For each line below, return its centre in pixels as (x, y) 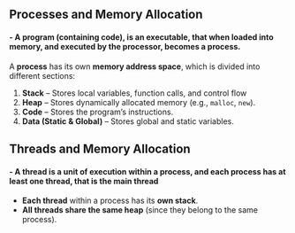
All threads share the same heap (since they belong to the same (140, 210)
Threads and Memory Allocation (100, 148)
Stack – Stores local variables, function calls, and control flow (134, 93)
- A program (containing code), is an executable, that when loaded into (141, 37)
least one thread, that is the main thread (84, 181)
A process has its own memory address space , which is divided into (135, 66)
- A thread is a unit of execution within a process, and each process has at (147, 171)
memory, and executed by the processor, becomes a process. (125, 46)
